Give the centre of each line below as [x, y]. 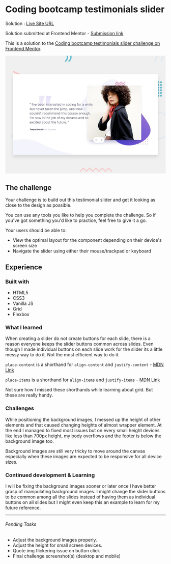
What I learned [24, 327]
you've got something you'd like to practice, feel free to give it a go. [76, 220]
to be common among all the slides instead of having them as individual [80, 497]
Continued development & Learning [50, 475]
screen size [25, 246]
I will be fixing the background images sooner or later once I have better [81, 486]
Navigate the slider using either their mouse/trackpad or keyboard [82, 251]
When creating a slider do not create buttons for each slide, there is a [78, 339]
